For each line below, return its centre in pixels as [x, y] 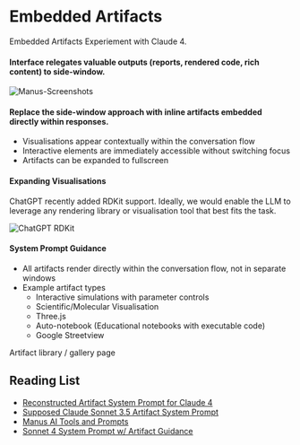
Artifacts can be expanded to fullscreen [95, 161]
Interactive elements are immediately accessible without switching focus [156, 151]
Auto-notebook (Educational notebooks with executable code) [150, 326]
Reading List [45, 381]
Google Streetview [70, 335]
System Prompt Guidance [58, 249]
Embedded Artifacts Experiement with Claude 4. [98, 41]
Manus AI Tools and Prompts [75, 421]
